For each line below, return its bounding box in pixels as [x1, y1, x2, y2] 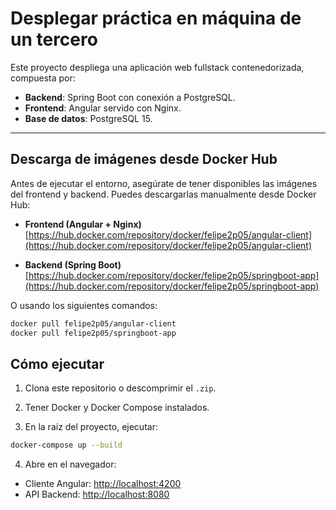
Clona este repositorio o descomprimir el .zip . [24, 382, 217, 394]
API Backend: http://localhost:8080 [24, 488, 170, 501]
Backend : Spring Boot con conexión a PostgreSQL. [24, 91, 236, 103]
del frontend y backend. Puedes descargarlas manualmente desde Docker [10, 188, 317, 200]
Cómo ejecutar [10, 355, 105, 372]
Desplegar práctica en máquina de [10, 7, 302, 30]
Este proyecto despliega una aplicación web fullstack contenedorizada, [10, 61, 305, 73]
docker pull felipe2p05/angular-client [10, 318, 177, 329]
